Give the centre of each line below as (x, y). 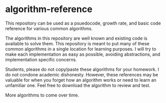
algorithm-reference (49, 9)
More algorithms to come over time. (42, 95)
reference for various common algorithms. (49, 28)
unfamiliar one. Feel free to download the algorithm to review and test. (78, 85)
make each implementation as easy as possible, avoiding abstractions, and (83, 54)
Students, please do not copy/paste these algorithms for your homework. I (82, 69)
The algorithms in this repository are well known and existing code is (76, 38)
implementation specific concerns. (41, 59)
